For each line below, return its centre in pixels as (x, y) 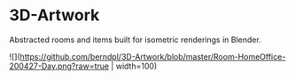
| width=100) (134, 66)
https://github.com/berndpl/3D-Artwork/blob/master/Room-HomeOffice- (153, 56)
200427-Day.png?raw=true (59, 66)
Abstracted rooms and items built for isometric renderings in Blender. (135, 40)
